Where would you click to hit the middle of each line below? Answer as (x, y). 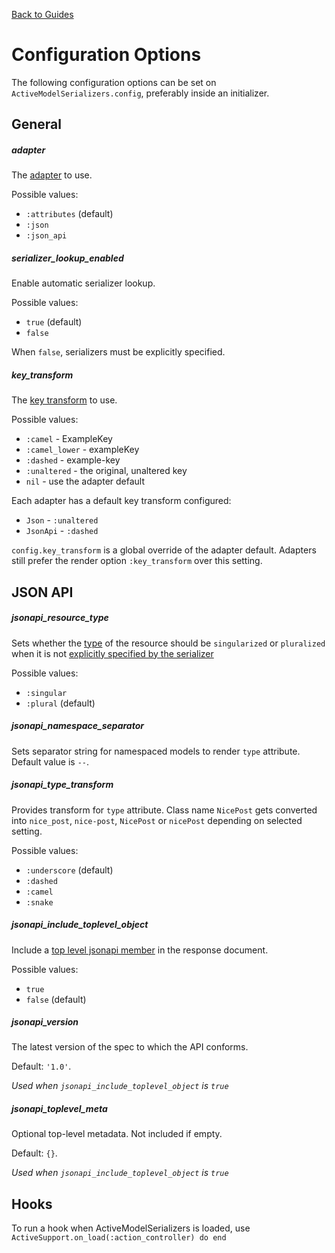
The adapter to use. (52, 175)
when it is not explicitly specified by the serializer (112, 653)
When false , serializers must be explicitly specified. (118, 352)
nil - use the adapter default (85, 481)
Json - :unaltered (62, 520)
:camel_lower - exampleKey (82, 450)
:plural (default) (60, 703)
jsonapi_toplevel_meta (59, 1109)
